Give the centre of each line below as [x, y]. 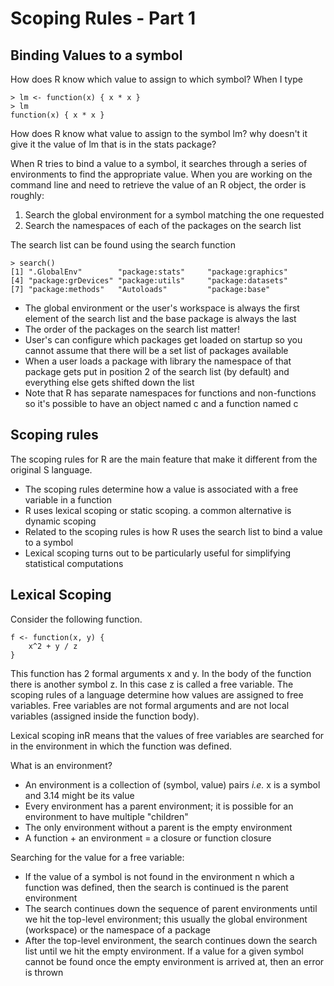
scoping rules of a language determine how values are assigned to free [157, 694]
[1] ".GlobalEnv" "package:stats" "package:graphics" [149, 272]
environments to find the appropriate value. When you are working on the [161, 174]
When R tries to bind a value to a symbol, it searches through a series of [159, 163]
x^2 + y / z [53, 646]
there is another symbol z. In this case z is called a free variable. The [152, 684]
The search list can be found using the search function [123, 245]
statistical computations [74, 563]
